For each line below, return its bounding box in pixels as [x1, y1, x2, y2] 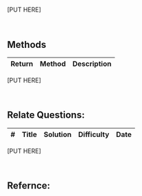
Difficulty [78, 130, 110, 139]
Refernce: [7, 180, 51, 192]
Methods [7, 38, 47, 50]
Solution [43, 130, 72, 139]
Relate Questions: [7, 109, 85, 121]
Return [10, 59, 34, 69]
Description [72, 59, 112, 69]
